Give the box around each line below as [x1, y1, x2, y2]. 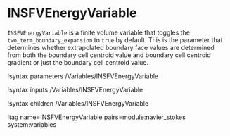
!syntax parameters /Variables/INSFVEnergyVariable [7, 72, 159, 80]
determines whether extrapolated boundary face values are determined [7, 43, 215, 51]
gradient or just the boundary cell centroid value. [7, 58, 149, 66]
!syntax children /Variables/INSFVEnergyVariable [7, 99, 149, 107]
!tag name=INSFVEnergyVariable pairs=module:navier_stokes [7, 113, 186, 121]
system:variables [7, 120, 57, 128]
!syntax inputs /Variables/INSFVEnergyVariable [7, 85, 143, 94]
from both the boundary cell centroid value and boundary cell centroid [7, 51, 211, 59]
